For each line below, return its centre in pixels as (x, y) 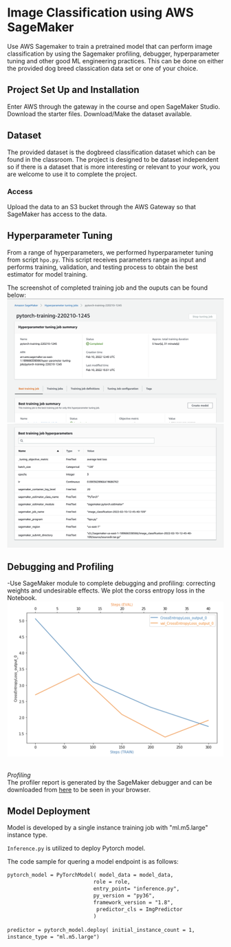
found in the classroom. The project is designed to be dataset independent (113, 159)
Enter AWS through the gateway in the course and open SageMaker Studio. (114, 106)
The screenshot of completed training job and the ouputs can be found (108, 288)
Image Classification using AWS (100, 13)
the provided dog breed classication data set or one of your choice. (102, 68)
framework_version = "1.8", (133, 903)
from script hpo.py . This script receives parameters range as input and (107, 259)
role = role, (112, 882)
